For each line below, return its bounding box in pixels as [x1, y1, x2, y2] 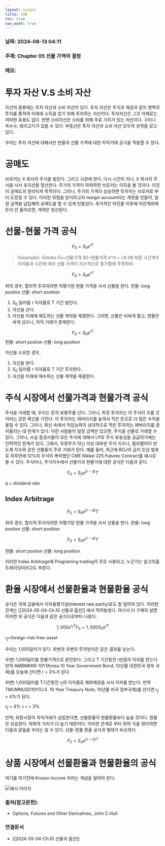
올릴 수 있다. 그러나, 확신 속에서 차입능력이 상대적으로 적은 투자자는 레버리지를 [5, 422, 155, 428]
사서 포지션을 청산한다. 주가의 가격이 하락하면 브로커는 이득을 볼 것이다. [14, 182, 151, 188]
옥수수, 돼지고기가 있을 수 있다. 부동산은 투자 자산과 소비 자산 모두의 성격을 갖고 [5, 123, 158, 129]
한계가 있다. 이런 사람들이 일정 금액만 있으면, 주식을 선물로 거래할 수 [27, 428, 158, 434]
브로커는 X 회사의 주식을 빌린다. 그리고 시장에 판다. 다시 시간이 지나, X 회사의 [5, 176, 153, 182]
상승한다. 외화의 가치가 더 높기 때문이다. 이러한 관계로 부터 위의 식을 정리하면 [10, 721, 158, 727]
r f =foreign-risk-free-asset [5, 635, 58, 642]
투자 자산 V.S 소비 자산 [5, 87, 91, 99]
